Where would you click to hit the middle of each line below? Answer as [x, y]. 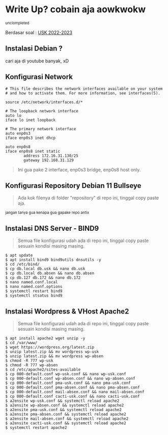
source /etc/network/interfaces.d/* [44, 102]
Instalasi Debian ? [34, 49]
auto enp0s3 [18, 133]
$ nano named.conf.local [32, 282]
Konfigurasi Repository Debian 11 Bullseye [73, 186]
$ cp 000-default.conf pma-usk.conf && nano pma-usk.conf [68, 383]
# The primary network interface [41, 129]
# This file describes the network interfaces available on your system [84, 89]
